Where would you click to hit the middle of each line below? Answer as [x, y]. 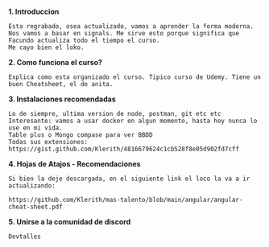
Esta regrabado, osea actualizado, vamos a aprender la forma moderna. [131, 27]
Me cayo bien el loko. [46, 47]
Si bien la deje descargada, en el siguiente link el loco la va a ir [129, 179]
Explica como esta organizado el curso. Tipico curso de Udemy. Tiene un [135, 77]
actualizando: [32, 186]
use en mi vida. [35, 128]
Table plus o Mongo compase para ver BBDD [81, 135]
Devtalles [25, 237]
